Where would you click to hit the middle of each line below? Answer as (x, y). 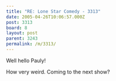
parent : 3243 (22, 38)
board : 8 (17, 28)
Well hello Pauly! (26, 60)
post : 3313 (19, 22)
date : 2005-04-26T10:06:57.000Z (45, 17)
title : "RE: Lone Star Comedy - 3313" (53, 11)
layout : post (22, 33)
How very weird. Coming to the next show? (58, 72)
